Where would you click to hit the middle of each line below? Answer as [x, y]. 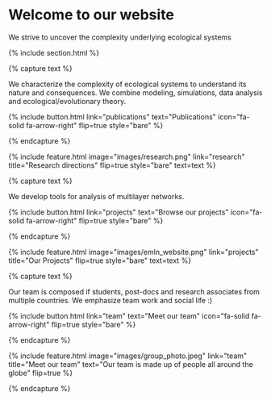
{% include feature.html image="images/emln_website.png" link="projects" [134, 252]
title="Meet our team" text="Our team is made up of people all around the [131, 364]
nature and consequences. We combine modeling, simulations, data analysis [135, 92]
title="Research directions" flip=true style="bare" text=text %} [112, 165]
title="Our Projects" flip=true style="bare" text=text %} [100, 260]
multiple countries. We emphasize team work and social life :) [110, 300]
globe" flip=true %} [41, 373]
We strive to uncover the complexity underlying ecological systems [120, 37]
